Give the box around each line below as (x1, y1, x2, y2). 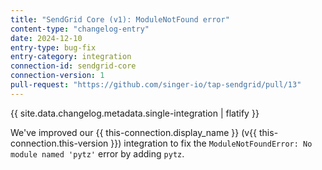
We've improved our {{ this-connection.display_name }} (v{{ (10, 126, 258, 138)
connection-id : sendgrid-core (10, 61, 137, 71)
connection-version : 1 (10, 71, 105, 81)
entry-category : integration (10, 52, 132, 62)
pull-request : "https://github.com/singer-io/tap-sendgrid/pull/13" (10, 80, 302, 90)
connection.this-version (10, 137, 109, 149)
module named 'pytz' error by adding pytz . (10, 147, 185, 160)
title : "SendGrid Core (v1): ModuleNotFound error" (10, 14, 230, 25)
